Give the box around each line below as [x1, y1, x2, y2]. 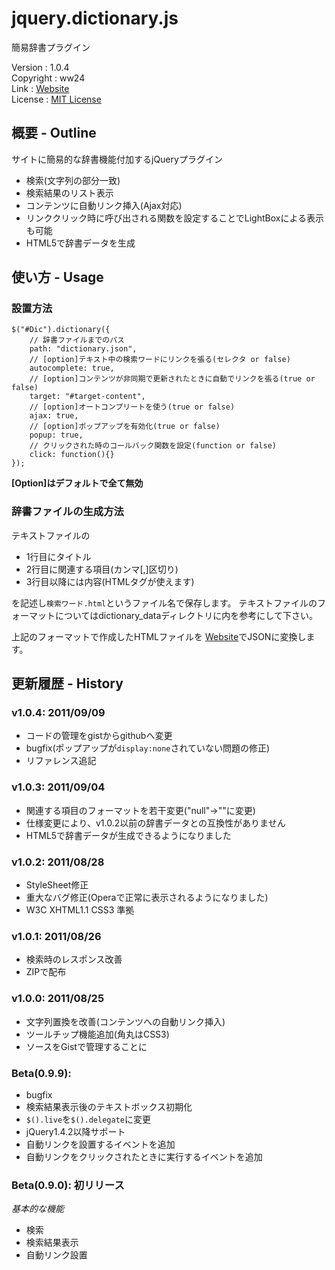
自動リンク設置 [25, 1249, 88, 1261]
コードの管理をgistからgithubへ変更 [25, 730, 173, 742]
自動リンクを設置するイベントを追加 [25, 1138, 176, 1150]
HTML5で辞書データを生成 [25, 237, 136, 249]
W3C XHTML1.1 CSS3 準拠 [25, 904, 135, 916]
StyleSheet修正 [25, 879, 89, 891]
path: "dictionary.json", [29, 344, 138, 354]
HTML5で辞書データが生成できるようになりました [25, 829, 232, 841]
